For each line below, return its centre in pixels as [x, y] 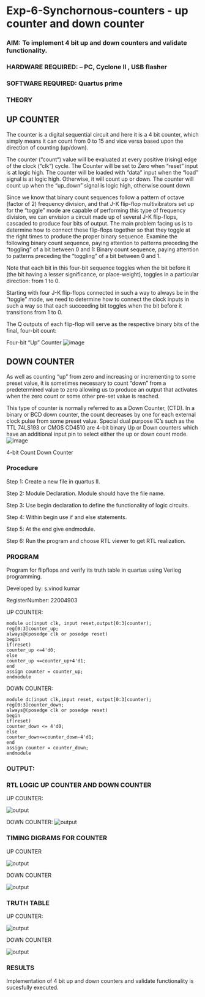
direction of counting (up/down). [47, 147]
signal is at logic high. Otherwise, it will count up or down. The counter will [100, 179]
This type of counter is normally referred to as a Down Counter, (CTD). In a [100, 408]
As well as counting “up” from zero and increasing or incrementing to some [101, 376]
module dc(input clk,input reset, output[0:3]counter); [79, 700]
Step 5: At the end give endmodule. [51, 529]
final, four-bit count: [32, 330]
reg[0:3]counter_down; [35, 705]
